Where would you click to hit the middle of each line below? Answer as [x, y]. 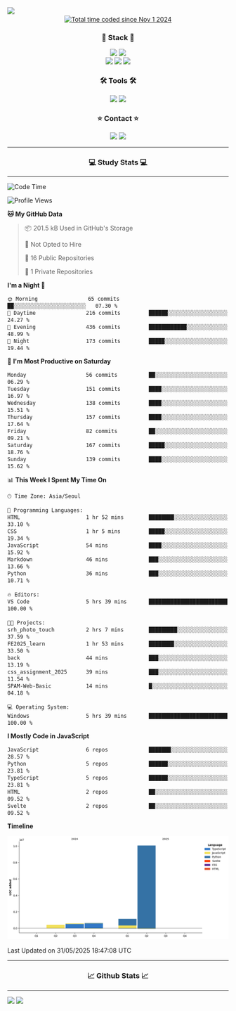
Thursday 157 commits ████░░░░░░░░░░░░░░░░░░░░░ [118, 418]
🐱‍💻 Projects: [26, 623]
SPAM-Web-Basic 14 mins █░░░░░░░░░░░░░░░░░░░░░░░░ [118, 686]
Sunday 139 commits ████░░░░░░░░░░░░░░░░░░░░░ [118, 460]
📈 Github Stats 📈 [118, 976]
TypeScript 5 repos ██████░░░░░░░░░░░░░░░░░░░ [118, 778]
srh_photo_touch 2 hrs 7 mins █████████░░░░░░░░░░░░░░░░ [118, 630]
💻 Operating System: [39, 707]
